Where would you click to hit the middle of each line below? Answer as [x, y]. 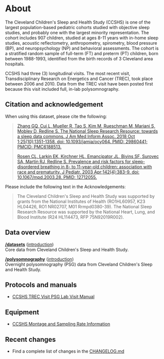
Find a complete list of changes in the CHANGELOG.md [68, 351]
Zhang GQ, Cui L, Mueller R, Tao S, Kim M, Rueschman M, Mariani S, [86, 126]
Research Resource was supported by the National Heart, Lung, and [86, 212]
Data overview [28, 233]
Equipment [22, 312]
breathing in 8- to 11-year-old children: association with [96, 166]
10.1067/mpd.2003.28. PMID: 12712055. [57, 177]
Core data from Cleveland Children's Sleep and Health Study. [67, 249]
